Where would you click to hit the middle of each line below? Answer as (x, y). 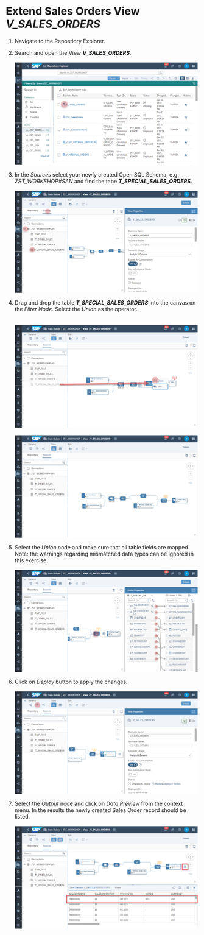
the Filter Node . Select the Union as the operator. (76, 309)
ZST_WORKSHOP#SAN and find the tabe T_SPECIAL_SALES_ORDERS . (103, 181)
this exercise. (31, 560)
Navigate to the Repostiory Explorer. (60, 41)
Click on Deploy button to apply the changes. (71, 682)
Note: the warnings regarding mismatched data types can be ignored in (104, 554)
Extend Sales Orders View (73, 11)
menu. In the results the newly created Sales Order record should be (100, 810)
